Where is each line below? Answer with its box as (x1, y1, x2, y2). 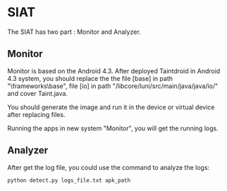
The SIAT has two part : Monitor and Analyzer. (7, 27, 141, 36)
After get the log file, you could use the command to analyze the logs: (7, 163, 210, 171)
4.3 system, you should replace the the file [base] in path (7, 74, 173, 82)
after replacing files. (7, 110, 66, 118)
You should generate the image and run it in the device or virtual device (7, 103, 215, 111)
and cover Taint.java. (7, 89, 68, 97)
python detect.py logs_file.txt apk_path (7, 177, 131, 184)
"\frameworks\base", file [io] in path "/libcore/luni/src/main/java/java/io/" (7, 82, 219, 90)
